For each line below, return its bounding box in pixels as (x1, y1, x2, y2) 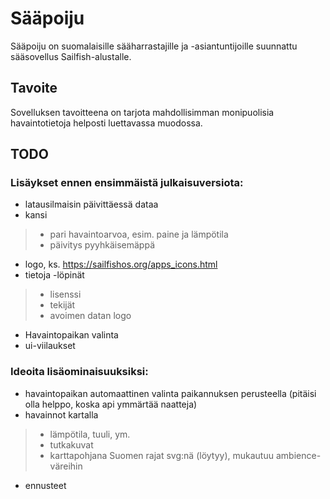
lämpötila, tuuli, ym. (49, 428, 131, 440)
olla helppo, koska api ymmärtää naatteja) (24, 398, 198, 410)
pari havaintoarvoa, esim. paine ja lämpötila (49, 228, 229, 241)
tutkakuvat (49, 438, 94, 451)
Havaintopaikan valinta (24, 329, 119, 341)
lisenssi (49, 288, 82, 301)
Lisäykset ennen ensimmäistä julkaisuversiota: (10, 176, 244, 190)
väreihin (49, 460, 83, 472)
